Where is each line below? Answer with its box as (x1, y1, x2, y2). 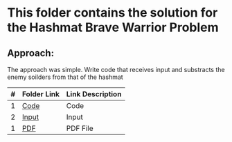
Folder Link (21, 89, 60, 98)
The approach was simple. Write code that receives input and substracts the (7, 66, 225, 73)
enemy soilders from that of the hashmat (7, 73, 123, 81)
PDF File (66, 123, 93, 133)
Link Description (66, 89, 122, 98)
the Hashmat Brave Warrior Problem (7, 19, 220, 35)
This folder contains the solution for (7, 5, 218, 21)
